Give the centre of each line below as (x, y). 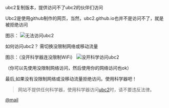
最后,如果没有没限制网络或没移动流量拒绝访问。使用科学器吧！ (71, 79)
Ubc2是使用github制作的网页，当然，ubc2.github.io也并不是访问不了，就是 (84, 18)
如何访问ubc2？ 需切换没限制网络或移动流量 (52, 46)
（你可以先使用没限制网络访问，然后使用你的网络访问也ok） (69, 68)
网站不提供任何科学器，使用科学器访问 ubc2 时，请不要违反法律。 (86, 90)
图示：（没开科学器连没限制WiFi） (40, 57)
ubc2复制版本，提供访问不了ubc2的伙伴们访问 (54, 7)
